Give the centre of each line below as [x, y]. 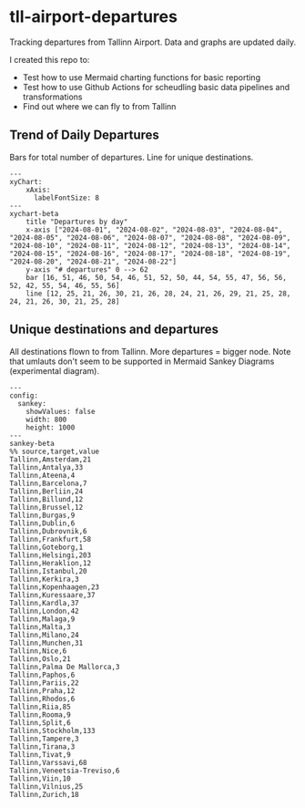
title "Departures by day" [77, 222]
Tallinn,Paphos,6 [42, 675]
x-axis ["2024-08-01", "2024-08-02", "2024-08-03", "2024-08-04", [154, 230]
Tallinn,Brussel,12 [46, 507]
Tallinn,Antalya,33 [46, 467]
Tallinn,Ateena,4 [42, 475]
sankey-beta [32, 443]
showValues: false [61, 411]
